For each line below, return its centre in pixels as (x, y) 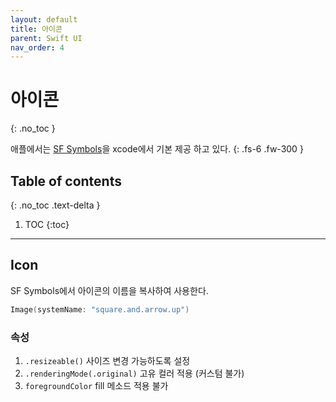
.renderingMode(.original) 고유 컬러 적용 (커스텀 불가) (134, 373)
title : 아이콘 (36, 29)
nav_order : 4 (37, 47)
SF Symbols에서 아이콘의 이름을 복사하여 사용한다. (109, 290)
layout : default (44, 19)
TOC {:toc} (47, 224)
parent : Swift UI (46, 38)
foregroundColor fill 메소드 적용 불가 (96, 385)
